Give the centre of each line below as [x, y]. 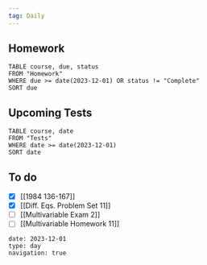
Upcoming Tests [50, 112]
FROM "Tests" [30, 139]
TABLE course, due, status [54, 67]
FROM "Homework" [35, 74]
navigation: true [37, 253]
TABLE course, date [41, 131]
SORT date [25, 153]
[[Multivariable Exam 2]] [60, 215]
